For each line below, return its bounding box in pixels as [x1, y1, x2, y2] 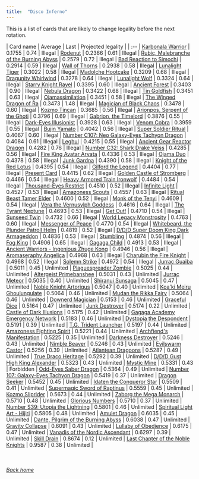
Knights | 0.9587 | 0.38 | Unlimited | [6, 441, 93, 448]
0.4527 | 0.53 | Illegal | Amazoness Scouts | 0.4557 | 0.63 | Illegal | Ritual [6, 188, 184, 195]
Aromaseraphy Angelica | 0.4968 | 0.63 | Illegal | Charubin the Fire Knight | [6, 251, 189, 259]
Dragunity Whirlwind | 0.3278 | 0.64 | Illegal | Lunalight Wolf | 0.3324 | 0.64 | [6, 74, 194, 82]
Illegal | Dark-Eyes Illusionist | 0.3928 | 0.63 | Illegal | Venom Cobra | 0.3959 [6, 118, 192, 126]
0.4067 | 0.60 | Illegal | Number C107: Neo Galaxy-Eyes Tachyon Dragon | [6, 132, 187, 139]
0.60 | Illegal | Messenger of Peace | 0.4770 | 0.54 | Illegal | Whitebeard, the [6, 220, 192, 227]
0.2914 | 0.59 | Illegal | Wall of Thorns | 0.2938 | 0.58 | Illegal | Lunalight [6, 62, 182, 69]
